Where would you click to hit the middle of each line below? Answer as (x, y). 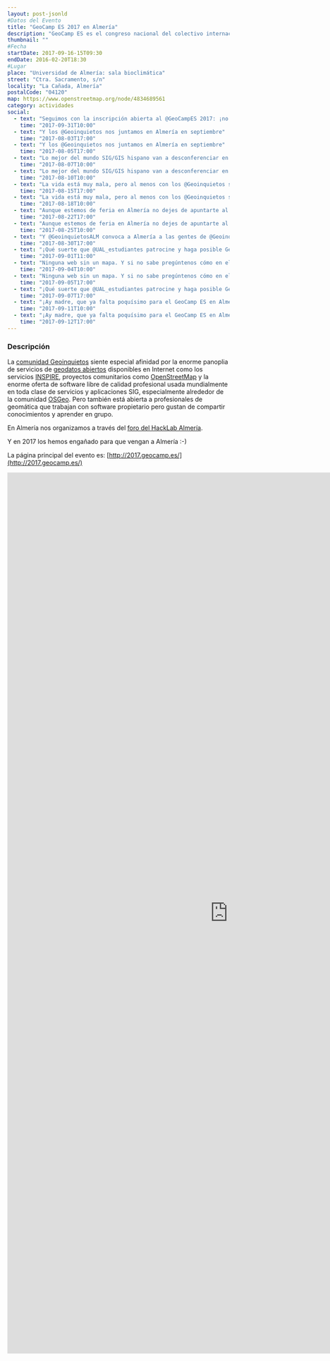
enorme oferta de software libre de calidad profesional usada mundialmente (118, 384)
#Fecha (17, 47)
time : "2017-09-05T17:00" (58, 283)
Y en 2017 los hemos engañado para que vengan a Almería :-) (97, 442)
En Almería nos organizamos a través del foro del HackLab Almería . (105, 428)
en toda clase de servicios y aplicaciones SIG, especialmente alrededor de (116, 392)
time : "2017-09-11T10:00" (58, 309)
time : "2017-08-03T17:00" (58, 138)
